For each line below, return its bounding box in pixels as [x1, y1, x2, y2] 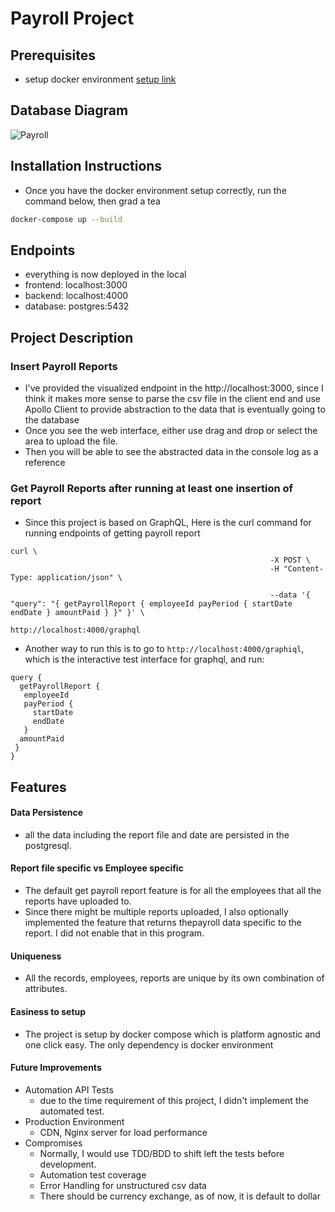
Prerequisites [10, 47, 96, 64]
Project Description [10, 329, 134, 346]
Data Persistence [10, 807, 83, 819]
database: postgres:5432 [24, 300, 130, 312]
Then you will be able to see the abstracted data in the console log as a [24, 446, 319, 457]
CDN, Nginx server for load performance [39, 1126, 208, 1138]
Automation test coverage [39, 1168, 147, 1181]
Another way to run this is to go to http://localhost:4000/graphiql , [24, 643, 305, 655]
